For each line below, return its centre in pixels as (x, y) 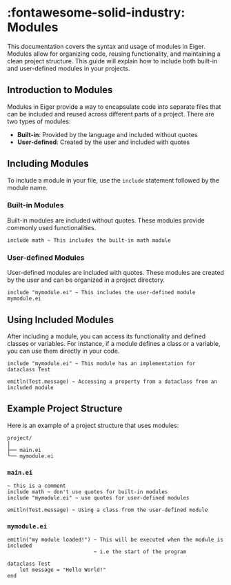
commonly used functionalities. (52, 227)
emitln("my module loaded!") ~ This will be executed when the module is (115, 540)
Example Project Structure (65, 409)
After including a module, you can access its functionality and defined (107, 336)
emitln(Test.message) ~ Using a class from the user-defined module (108, 510)
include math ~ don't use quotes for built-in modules (88, 492)
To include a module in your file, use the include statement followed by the (113, 180)
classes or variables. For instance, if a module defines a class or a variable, (114, 343)
